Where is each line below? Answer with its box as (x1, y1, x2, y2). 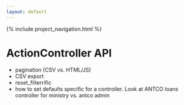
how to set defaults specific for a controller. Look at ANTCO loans (14, 85, 179, 92)
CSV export (14, 73, 44, 80)
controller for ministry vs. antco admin (14, 91, 110, 99)
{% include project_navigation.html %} (6, 25, 103, 32)
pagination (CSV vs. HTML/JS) (14, 66, 92, 73)
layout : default (6, 8, 47, 15)
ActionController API (6, 46, 112, 60)
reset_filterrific (14, 79, 52, 86)
